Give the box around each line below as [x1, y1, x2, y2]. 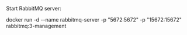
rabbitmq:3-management [6, 23, 67, 29]
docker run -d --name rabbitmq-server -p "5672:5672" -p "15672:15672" [6, 16, 182, 23]
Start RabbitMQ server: [6, 5, 61, 12]
